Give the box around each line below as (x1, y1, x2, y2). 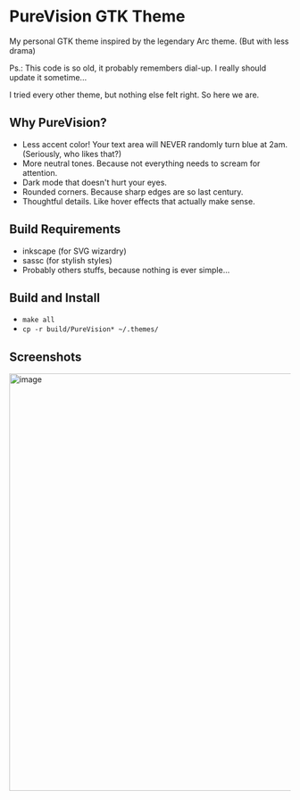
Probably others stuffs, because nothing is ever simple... (21, 264, 230, 275)
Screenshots (9, 349, 82, 364)
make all (21, 315, 55, 325)
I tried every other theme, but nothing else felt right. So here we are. (9, 89, 260, 100)
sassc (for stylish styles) (21, 254, 113, 265)
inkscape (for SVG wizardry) (21, 246, 127, 256)
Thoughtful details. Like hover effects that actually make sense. (21, 196, 256, 206)
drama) (9, 45, 36, 55)
